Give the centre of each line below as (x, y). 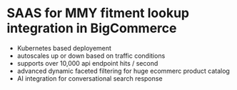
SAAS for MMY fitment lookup (98, 13)
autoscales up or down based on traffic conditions (91, 56)
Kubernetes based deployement (64, 48)
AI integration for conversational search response (90, 78)
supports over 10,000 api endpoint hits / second (87, 63)
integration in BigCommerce (92, 28)
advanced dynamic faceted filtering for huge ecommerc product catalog (123, 71)
